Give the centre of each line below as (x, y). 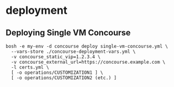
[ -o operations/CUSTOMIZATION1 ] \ (57, 73)
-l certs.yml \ (30, 67)
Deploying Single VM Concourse (68, 33)
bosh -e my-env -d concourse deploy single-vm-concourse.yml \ (87, 46)
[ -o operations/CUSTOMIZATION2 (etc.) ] (64, 78)
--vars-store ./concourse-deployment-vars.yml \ (73, 52)
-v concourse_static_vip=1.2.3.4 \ (56, 57)
